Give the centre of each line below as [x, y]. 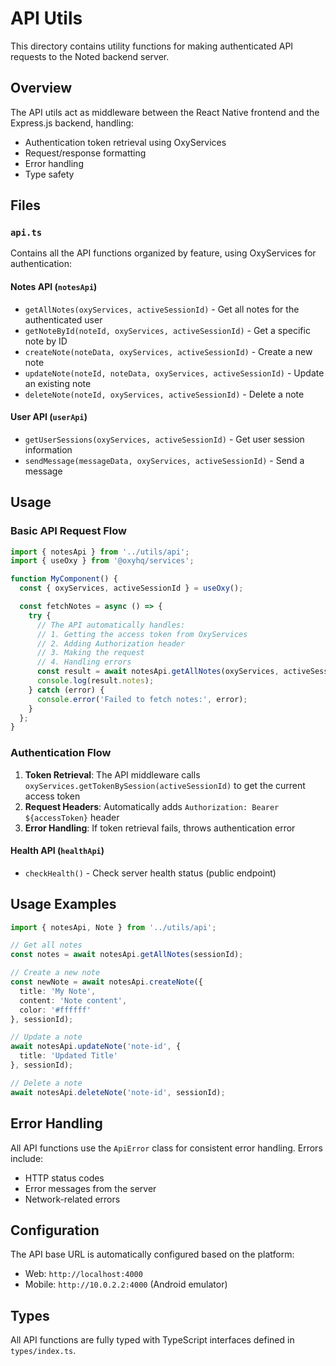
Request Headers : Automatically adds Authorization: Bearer [152, 806]
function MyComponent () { [64, 579]
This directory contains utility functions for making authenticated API [152, 46]
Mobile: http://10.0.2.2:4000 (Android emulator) [126, 1284]
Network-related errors [72, 1199]
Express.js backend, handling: [72, 123]
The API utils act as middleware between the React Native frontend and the [165, 112]
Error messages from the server [90, 1188]
